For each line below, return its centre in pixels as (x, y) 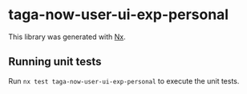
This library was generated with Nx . (67, 37)
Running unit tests (55, 62)
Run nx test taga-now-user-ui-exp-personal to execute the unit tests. (124, 80)
